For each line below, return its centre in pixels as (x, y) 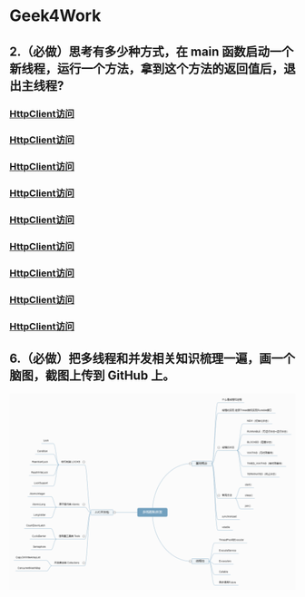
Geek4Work (55, 16)
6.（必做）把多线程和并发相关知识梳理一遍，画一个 (152, 359)
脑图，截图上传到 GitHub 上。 (92, 376)
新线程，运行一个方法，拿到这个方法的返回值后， (147, 69)
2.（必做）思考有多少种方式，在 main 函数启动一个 (152, 51)
